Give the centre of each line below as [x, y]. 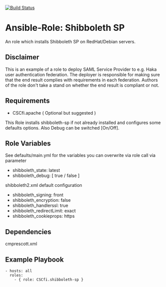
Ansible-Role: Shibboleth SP [65, 28]
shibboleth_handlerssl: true [40, 206]
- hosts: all [19, 271]
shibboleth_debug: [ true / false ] [46, 176]
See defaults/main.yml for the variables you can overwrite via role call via [81, 155]
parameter [16, 161]
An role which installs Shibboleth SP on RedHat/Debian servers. [71, 41]
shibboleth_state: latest [36, 170]
